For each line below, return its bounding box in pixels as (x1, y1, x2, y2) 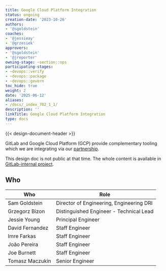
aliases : (5, 97, 24, 102)
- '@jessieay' (5, 36, 36, 41)
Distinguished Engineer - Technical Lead (56, 207, 154, 214)
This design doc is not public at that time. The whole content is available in (5, 155, 161, 161)
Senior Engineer (56, 257, 94, 264)
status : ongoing (5, 12, 40, 17)
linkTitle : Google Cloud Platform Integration (5, 112, 106, 117)
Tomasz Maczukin (8, 257, 51, 264)
